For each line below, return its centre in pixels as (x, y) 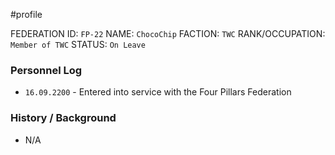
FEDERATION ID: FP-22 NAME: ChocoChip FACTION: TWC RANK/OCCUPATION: (168, 33)
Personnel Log (46, 70)
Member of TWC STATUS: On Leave (78, 44)
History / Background (63, 118)
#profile (26, 14)
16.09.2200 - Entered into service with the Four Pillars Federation (158, 92)
